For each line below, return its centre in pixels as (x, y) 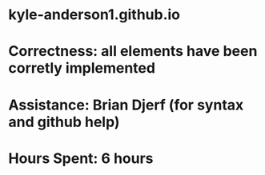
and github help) (64, 122)
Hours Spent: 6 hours (81, 158)
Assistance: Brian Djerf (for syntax (126, 105)
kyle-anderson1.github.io (94, 15)
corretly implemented (82, 68)
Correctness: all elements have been (133, 52)
